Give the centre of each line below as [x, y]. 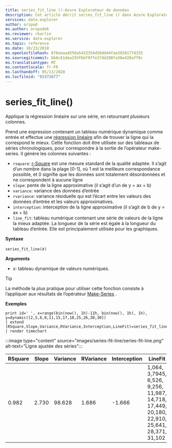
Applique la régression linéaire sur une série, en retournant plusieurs [78, 116]
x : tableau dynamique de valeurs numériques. [61, 268]
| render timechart [26, 331]
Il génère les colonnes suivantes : [56, 153]
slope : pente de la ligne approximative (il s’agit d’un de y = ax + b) [82, 185]
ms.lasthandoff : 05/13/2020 [35, 72]
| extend [15, 322]
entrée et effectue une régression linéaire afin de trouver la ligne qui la [79, 137]
